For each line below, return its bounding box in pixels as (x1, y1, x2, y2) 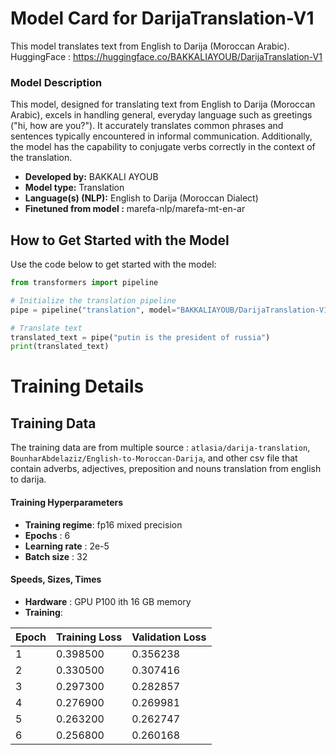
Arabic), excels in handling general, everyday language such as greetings (10, 109, 313, 121)
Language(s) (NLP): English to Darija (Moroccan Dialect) (24, 192, 259, 204)
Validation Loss (131, 630, 207, 644)
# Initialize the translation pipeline (10, 295, 177, 306)
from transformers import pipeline (10, 278, 159, 288)
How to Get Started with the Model (10, 232, 230, 249)
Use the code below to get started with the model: (10, 258, 217, 271)
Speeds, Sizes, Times (10, 573, 102, 586)
